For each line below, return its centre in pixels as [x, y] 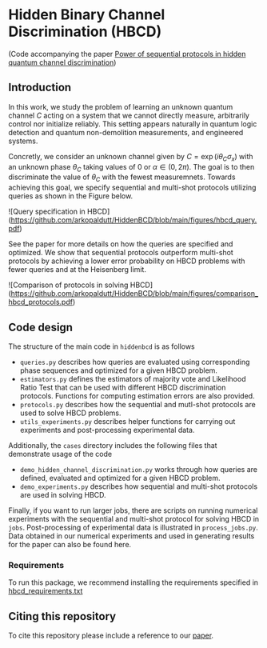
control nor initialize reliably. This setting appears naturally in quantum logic [133, 124]
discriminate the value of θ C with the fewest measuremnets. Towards [122, 178]
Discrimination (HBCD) [85, 32]
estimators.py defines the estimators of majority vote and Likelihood [133, 378]
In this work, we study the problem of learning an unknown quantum [121, 106]
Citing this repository [62, 616]
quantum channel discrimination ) [62, 62]
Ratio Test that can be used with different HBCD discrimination [123, 387]
